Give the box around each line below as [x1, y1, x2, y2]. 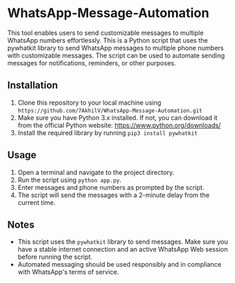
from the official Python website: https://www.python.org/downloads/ [17, 121, 222, 129]
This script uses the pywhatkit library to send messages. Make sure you [17, 237, 229, 246]
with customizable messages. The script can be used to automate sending [7, 51, 225, 60]
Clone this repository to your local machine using [17, 98, 162, 107]
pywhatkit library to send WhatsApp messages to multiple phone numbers [7, 43, 224, 52]
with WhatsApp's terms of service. [17, 268, 119, 277]
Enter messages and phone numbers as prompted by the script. [17, 183, 204, 191]
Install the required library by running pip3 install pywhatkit [17, 128, 198, 137]
